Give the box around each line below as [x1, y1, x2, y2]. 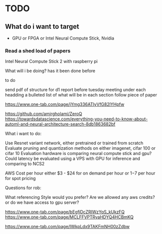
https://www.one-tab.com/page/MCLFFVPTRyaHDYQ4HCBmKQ [5, 214, 134, 220]
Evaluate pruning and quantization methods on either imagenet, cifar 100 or [5, 145, 156, 151]
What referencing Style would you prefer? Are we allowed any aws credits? [5, 195, 155, 200]
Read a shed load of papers [5, 47, 71, 54]
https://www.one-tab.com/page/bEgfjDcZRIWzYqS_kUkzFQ [5, 209, 125, 215]
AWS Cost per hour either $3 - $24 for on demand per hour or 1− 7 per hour [5, 170, 156, 176]
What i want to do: [5, 131, 42, 136]
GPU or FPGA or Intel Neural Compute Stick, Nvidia [12, 35, 114, 41]
